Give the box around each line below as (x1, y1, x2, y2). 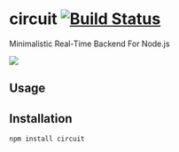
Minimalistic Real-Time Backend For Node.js (9, 38, 170, 49)
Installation (9, 111, 73, 126)
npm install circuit (9, 134, 86, 144)
